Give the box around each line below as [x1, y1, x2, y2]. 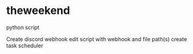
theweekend [6, 4, 71, 18]
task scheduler [6, 42, 44, 49]
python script [6, 24, 40, 31]
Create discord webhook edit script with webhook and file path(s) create [6, 35, 188, 42]
